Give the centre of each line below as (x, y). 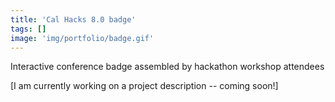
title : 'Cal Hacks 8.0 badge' (73, 19)
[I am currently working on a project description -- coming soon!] (144, 86)
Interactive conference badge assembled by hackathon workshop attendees (167, 67)
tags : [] (28, 29)
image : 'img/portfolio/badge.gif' (82, 38)
